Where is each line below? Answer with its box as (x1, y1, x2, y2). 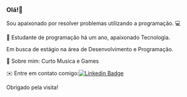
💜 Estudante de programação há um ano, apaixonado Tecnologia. (6, 34, 171, 41)
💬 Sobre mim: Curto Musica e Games (6, 57, 99, 65)
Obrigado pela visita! (6, 84, 58, 91)
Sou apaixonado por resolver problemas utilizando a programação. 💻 (6, 20, 181, 27)
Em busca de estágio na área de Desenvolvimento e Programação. (6, 46, 174, 53)
